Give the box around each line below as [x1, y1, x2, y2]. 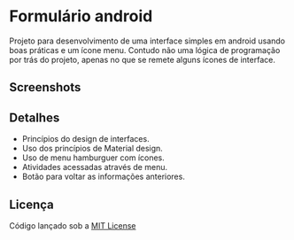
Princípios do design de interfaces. [21, 134, 150, 144]
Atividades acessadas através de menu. [21, 162, 168, 173]
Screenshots [9, 80, 81, 95]
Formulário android [9, 6, 153, 27]
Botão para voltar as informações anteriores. [21, 171, 186, 182]
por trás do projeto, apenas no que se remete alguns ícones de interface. [9, 54, 276, 65]
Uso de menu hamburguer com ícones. [21, 152, 166, 163]
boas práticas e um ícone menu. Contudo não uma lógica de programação [9, 44, 281, 55]
